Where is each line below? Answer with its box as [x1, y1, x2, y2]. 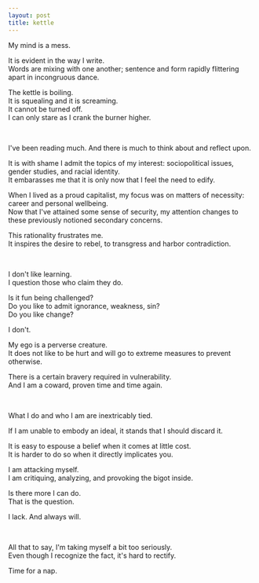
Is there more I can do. [8, 488, 81, 497]
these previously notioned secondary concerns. [8, 215, 163, 225]
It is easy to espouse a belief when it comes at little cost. [8, 441, 192, 450]
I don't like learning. [8, 269, 72, 279]
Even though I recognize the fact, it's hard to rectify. [8, 551, 177, 560]
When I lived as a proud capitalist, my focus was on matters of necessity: [8, 190, 245, 200]
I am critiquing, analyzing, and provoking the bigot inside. [8, 473, 194, 482]
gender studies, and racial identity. [8, 167, 120, 176]
